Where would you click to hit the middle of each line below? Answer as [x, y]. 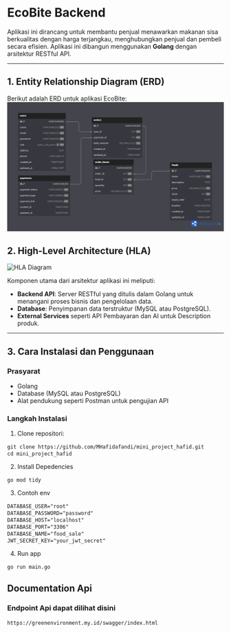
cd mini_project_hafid [40, 454]
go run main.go [29, 567]
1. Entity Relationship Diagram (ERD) [86, 82]
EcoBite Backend [56, 13]
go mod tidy [24, 480]
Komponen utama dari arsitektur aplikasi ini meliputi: [81, 281]
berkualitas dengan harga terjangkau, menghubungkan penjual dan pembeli [114, 39]
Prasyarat [24, 371]
